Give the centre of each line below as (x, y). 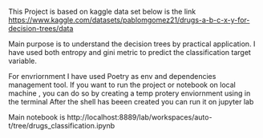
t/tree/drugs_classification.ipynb (62, 126)
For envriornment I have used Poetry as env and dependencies (112, 76)
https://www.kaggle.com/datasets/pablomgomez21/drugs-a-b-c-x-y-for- (129, 20)
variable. (23, 61)
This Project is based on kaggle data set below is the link (102, 12)
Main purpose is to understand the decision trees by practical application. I (132, 44)
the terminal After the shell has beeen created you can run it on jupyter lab (131, 102)
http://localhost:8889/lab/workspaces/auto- (140, 117)
